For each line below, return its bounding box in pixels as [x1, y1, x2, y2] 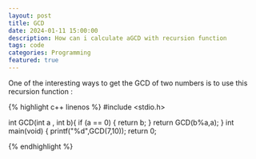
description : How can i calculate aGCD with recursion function [8, 34, 227, 42]
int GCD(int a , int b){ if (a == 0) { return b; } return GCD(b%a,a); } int [8, 117, 234, 127]
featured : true [8, 57, 59, 65]
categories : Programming [8, 49, 91, 57]
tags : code [8, 42, 45, 50]
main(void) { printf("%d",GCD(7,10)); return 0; [8, 125, 158, 136]
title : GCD [8, 19, 45, 27]
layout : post [8, 11, 52, 20]
